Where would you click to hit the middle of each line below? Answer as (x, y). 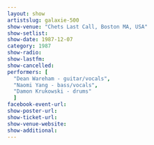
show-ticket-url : (32, 117)
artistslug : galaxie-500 (43, 20)
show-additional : (32, 130)
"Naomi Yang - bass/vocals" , (56, 85)
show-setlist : (28, 33)
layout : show (26, 14)
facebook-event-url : (37, 105)
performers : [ (28, 72)
